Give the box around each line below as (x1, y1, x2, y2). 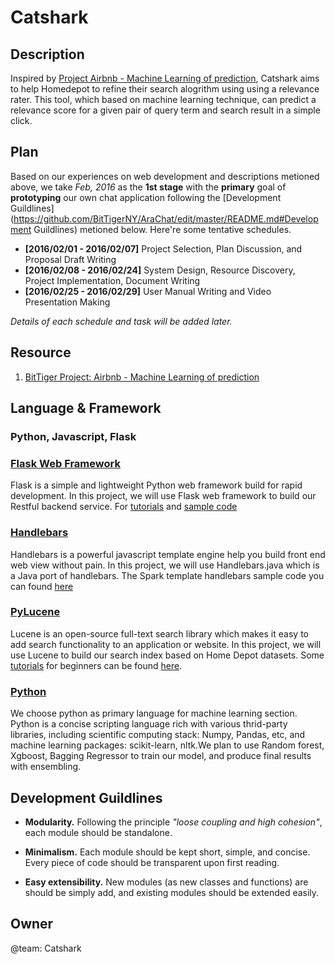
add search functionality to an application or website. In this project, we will (10, 638, 322, 650)
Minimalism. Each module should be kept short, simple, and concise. (24, 846, 311, 858)
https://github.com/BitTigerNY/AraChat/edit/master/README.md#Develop (13, 212, 319, 225)
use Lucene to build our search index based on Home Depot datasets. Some (10, 649, 325, 661)
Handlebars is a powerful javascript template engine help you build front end (10, 548, 326, 560)
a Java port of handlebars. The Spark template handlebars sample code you (10, 569, 325, 581)
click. (10, 115, 33, 126)
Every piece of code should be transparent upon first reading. (24, 856, 280, 868)
